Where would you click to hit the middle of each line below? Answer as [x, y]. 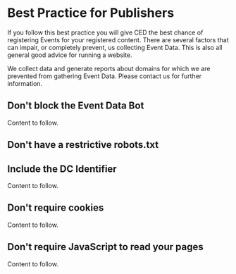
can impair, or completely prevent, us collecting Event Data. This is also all [115, 47]
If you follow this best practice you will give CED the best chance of [105, 32]
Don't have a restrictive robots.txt [83, 145]
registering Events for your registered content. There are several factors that [118, 39]
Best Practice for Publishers [91, 13]
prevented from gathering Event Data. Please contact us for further [105, 76]
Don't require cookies [56, 208]
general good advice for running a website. [70, 55]
